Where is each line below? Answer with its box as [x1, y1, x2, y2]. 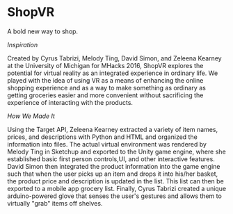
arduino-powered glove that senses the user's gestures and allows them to [7, 192, 223, 200]
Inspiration [7, 40, 38, 49]
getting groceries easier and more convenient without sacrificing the [7, 91, 204, 99]
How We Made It [7, 112, 56, 120]
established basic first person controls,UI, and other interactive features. [7, 154, 216, 163]
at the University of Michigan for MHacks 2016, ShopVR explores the [7, 61, 204, 69]
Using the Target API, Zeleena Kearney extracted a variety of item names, [7, 125, 218, 133]
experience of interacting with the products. [7, 98, 134, 106]
